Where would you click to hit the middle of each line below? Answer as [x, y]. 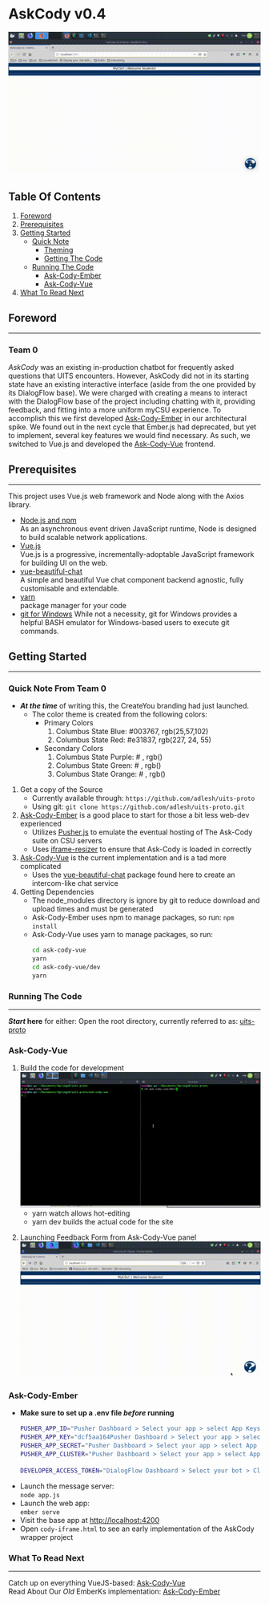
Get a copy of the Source [61, 790]
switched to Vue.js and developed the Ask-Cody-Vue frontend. [112, 444]
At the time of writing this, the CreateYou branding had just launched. [134, 706]
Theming [58, 250]
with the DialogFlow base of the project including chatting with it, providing [132, 401]
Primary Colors [68, 723]
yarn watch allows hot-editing [81, 1213]
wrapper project [46, 1537]
